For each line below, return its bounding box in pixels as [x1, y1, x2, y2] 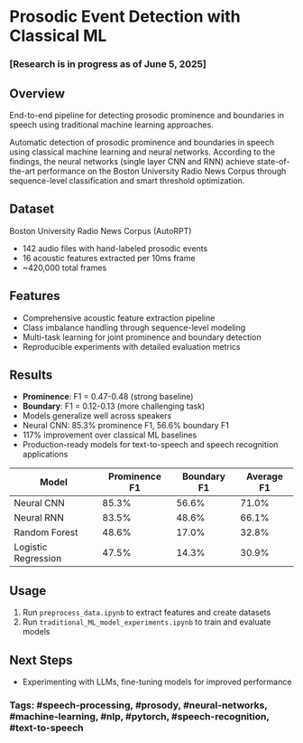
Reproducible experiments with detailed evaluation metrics [22, 341, 241, 352]
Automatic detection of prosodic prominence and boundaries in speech [9, 136, 275, 147]
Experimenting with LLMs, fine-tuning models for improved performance [22, 676, 292, 687]
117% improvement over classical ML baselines [22, 429, 197, 440]
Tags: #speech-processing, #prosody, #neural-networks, [9, 699, 268, 711]
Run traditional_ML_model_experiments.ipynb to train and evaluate [22, 616, 271, 627]
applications [22, 449, 69, 460]
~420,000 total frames [22, 262, 107, 273]
